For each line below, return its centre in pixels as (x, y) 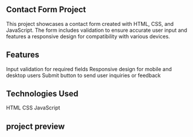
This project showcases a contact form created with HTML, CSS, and (90, 24)
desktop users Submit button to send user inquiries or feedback (83, 75)
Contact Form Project (46, 10)
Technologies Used (42, 94)
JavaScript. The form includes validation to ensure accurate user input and (96, 30)
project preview (36, 126)
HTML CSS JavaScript (33, 108)
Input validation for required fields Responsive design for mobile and (89, 69)
